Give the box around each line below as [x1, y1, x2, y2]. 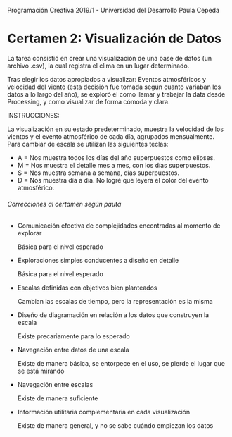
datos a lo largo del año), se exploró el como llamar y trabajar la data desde [7, 90, 226, 98]
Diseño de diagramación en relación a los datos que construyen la [17, 311, 210, 319]
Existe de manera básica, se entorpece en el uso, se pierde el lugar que [17, 359, 225, 368]
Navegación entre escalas [17, 381, 94, 389]
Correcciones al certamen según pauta [7, 199, 122, 208]
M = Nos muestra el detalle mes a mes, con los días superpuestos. [17, 161, 211, 169]
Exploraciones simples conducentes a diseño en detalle [17, 257, 179, 265]
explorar [17, 229, 42, 238]
